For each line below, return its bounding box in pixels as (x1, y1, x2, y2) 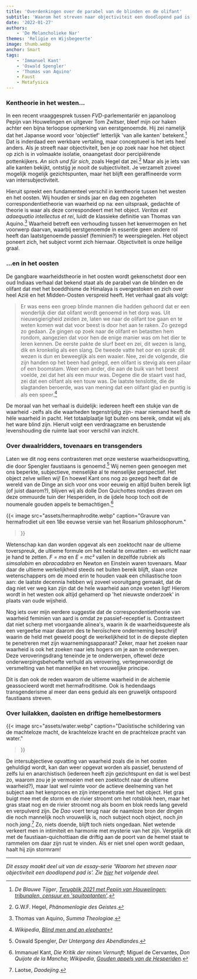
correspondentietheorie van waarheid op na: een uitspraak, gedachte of (6, 200, 180, 207)
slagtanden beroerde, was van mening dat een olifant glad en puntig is (20, 383, 191, 390)
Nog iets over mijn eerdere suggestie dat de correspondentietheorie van (6, 608, 181, 616)
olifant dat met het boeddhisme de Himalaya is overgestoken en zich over (6, 285, 184, 292)
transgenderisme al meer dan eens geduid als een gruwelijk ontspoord (6, 688, 177, 695)
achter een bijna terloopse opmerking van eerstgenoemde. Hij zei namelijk (6, 124, 186, 132)
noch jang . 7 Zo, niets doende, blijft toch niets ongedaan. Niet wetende (6, 820, 176, 828)
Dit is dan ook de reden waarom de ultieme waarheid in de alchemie (6, 675, 171, 683)
